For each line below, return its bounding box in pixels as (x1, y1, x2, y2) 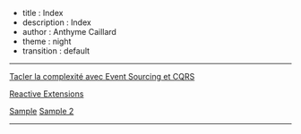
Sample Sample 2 (9, 106, 74, 116)
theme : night (21, 36, 72, 46)
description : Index (21, 17, 91, 28)
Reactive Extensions (9, 88, 84, 99)
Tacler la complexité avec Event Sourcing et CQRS (9, 71, 195, 81)
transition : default (21, 46, 90, 56)
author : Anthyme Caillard (21, 27, 116, 37)
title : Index (21, 8, 64, 18)
